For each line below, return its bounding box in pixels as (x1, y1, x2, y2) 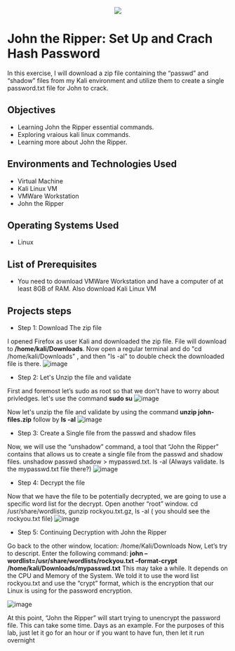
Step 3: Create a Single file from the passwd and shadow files (17, 429, 196, 437)
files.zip (7, 415, 32, 423)
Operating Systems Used (7, 219, 119, 231)
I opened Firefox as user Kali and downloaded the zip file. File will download (7, 337, 227, 346)
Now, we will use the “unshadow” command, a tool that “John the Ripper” (7, 442, 219, 451)
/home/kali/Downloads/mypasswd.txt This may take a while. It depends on (7, 564, 228, 572)
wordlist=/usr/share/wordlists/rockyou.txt (7, 557, 135, 565)
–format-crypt (135, 557, 177, 565)
